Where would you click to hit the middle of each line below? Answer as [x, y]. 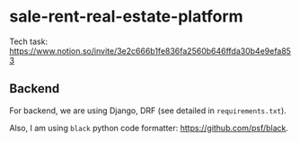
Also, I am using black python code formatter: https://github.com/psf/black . [149, 128]
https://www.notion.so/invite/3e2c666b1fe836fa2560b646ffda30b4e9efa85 [150, 50]
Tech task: [28, 41]
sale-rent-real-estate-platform [127, 17]
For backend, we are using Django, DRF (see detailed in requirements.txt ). [148, 111]
